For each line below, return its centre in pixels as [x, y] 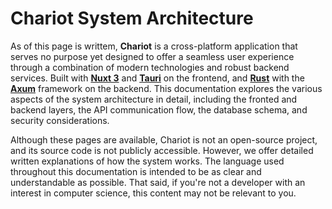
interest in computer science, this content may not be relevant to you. [153, 193]
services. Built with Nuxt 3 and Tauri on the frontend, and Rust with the [157, 78]
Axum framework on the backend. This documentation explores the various [166, 88]
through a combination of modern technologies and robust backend [150, 67]
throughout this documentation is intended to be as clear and [136, 171]
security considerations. [60, 120]
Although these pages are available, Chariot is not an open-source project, [164, 139]
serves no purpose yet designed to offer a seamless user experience [152, 56]
